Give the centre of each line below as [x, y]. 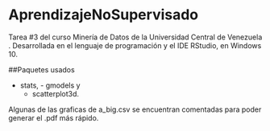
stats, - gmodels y [50, 85]
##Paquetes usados [42, 69]
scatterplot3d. [55, 93]
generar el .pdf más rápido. [54, 117]
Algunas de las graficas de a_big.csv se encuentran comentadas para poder [135, 109]
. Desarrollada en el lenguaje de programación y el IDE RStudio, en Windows [135, 45]
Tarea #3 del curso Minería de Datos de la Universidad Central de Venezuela [135, 37]
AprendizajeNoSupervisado [104, 15]
